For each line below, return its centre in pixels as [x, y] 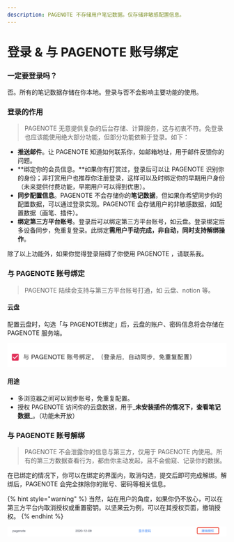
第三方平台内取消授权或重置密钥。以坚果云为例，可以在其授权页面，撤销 [111, 508]
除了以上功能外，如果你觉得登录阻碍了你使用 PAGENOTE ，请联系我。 [108, 254]
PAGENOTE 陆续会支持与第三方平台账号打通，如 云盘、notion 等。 [119, 290]
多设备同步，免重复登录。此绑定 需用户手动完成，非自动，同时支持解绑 [118, 231]
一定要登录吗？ [32, 75]
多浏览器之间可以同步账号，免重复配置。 [75, 398]
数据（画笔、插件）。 [53, 213]
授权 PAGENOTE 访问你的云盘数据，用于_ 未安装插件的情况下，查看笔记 [119, 407]
